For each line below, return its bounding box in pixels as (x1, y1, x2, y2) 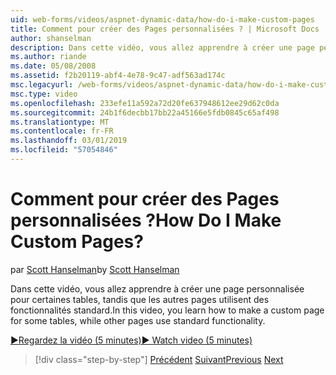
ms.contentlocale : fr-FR (10, 126, 114, 136)
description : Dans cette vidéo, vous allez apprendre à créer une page (10, 42, 315, 53)
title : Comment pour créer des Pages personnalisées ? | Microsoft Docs (10, 24, 320, 34)
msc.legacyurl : (10, 80, 74, 90)
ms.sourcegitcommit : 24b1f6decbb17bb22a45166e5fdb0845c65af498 (10, 107, 280, 118)
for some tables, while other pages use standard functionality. (10, 314, 266, 326)
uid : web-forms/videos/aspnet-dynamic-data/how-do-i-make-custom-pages (10, 14, 315, 25)
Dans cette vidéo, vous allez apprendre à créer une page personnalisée (10, 282, 305, 295)
